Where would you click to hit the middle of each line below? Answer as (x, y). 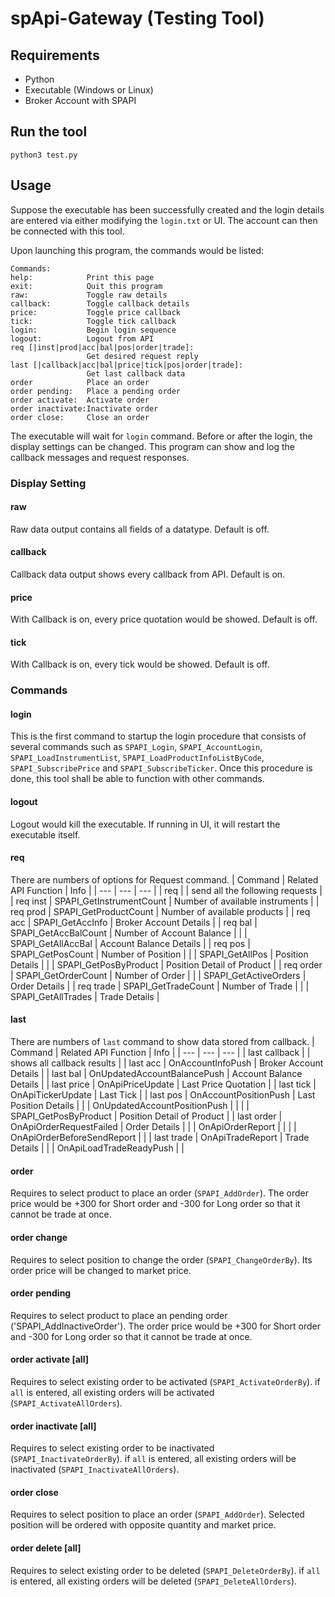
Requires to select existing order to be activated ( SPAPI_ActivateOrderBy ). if (165, 1381)
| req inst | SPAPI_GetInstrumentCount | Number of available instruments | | (165, 901)
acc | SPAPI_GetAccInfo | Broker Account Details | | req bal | (134, 922)
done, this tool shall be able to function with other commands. (137, 779)
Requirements (55, 55)
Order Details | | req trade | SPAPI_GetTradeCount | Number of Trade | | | (160, 986)
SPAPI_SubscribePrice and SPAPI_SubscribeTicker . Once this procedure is (161, 768)
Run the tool (49, 132)
